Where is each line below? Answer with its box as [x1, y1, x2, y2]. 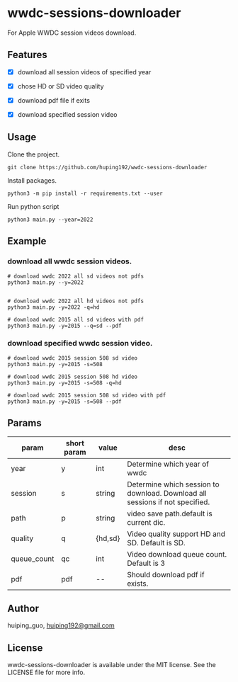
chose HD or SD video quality [17, 81, 104, 90]
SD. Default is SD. [127, 538, 186, 547]
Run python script [7, 202, 59, 210]
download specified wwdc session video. [7, 339, 153, 348]
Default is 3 [127, 558, 165, 568]
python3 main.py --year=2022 [7, 216, 93, 223]
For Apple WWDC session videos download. [7, 28, 137, 37]
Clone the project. [7, 150, 60, 159]
